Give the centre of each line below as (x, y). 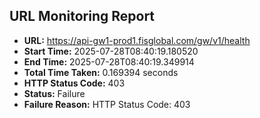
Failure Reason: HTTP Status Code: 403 (107, 104)
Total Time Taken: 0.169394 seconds (101, 72)
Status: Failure (54, 93)
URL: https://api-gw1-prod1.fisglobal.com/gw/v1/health (137, 40)
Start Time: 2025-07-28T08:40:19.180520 (111, 51)
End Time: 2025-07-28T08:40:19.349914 (109, 61)
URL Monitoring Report (82, 16)
